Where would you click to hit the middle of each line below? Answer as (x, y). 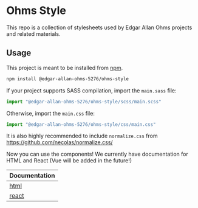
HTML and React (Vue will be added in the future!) (69, 161)
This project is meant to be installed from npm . (65, 68)
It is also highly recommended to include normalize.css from (82, 136)
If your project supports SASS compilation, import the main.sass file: (92, 90)
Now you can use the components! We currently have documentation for (97, 154)
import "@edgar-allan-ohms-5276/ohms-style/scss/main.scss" (84, 102)
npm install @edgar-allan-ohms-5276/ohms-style (68, 79)
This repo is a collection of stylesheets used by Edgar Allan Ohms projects (99, 27)
